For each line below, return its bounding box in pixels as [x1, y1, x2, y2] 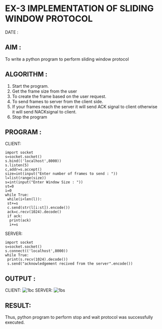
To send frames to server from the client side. [12, 98, 103, 104]
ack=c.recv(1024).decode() [7, 209, 62, 215]
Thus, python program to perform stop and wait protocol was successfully [5, 314, 153, 320]
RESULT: [5, 301, 31, 310]
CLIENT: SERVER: [5, 287, 53, 293]
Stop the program [12, 114, 47, 120]
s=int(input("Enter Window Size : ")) [5, 180, 83, 185]
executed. [5, 319, 25, 325]
